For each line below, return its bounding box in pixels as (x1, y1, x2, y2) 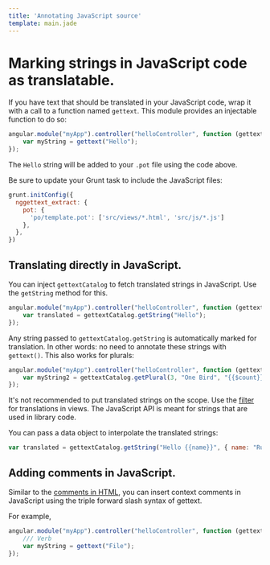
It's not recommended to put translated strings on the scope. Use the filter (8, 395, 255, 405)
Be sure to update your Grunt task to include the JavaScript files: (8, 175, 223, 185)
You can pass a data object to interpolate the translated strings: (8, 428, 219, 438)
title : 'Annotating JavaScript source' (8, 11, 142, 20)
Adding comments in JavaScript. (8, 466, 176, 480)
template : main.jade (8, 19, 78, 27)
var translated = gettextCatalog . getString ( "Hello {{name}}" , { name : (8, 443, 250, 452)
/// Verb (22, 534, 52, 542)
